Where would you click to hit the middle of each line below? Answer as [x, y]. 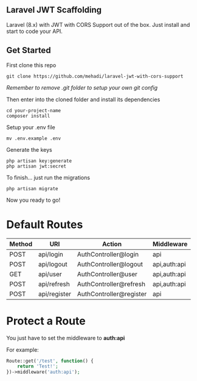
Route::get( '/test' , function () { [50, 361]
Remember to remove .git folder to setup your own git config [82, 87]
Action [112, 244]
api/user [50, 274]
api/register [55, 294]
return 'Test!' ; [38, 366]
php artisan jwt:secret [36, 166]
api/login [51, 254]
